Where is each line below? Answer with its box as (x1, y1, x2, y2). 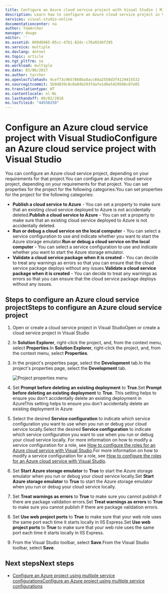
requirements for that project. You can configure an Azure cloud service (5, 176, 152, 182)
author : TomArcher (5, 26, 43, 31)
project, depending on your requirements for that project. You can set (5, 181, 148, 187)
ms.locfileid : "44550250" (5, 101, 59, 106)
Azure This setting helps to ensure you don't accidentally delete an (12, 400, 149, 406)
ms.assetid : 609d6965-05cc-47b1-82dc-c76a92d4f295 (5, 40, 113, 45)
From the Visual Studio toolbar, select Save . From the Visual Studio (12, 539, 149, 545)
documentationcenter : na (5, 21, 57, 27)
